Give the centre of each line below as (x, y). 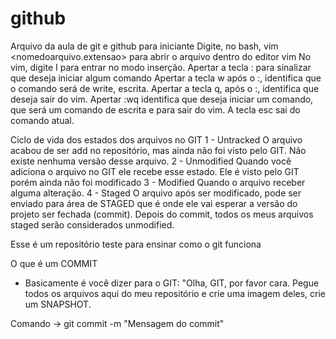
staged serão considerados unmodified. (92, 224)
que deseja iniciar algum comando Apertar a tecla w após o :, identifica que (166, 78)
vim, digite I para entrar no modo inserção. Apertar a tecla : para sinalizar (161, 67)
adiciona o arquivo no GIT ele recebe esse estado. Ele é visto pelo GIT (155, 171)
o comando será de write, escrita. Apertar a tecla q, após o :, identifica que (165, 88)
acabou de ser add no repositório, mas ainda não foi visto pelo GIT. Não (158, 150)
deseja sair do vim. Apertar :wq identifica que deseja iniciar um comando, (162, 99)
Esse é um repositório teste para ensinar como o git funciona (136, 244)
